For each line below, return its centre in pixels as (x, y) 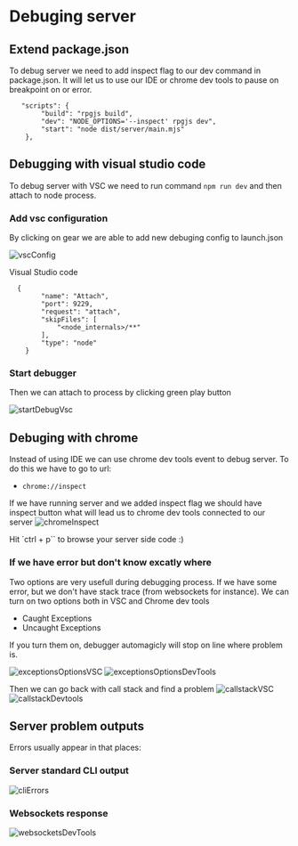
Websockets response (59, 813)
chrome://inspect (54, 487)
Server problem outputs (77, 726)
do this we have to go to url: (60, 468)
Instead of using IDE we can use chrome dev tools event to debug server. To (149, 460)
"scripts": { (45, 106)
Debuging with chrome (74, 438)
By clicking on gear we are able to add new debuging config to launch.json (146, 238)
